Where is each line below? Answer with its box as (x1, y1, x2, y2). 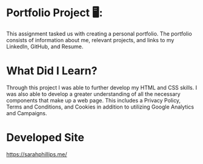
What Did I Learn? (6, 64, 98, 78)
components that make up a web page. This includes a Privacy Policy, (6, 96, 181, 104)
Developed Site (6, 131, 85, 145)
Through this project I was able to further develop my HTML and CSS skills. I (6, 84, 198, 91)
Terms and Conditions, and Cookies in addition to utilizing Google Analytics (6, 103, 195, 110)
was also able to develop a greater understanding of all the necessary (6, 90, 181, 98)
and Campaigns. (6, 109, 47, 116)
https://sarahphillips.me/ (6, 150, 68, 158)
